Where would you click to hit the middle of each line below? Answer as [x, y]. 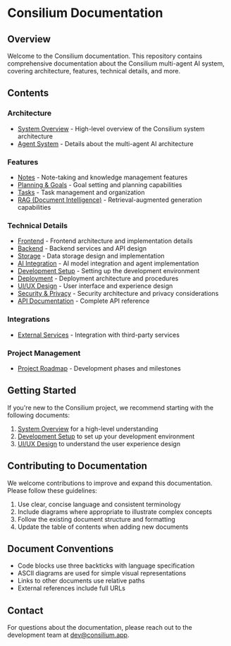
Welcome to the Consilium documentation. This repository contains [105, 56]
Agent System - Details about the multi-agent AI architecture [105, 143]
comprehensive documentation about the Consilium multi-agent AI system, [116, 64]
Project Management [44, 353]
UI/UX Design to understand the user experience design [99, 443]
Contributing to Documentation [77, 466]
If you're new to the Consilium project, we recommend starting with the [111, 407]
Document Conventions [61, 549]
